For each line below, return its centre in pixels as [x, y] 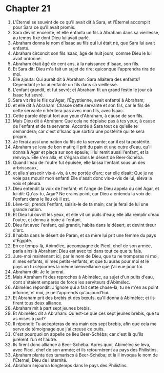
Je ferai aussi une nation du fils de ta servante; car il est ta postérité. [82, 141]
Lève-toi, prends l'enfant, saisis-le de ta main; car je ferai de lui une [80, 204]
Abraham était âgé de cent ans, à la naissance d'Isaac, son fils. [76, 64]
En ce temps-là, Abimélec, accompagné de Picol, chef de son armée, [82, 246]
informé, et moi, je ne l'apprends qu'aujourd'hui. [61, 292]
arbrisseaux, [25, 167]
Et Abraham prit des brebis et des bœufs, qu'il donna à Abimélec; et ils [84, 298]
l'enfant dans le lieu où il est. [41, 199]
